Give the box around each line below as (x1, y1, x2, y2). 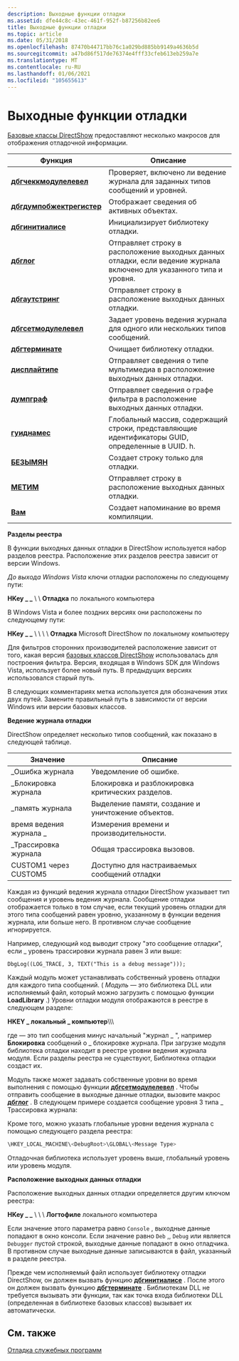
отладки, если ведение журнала (108, 256, 221, 266)
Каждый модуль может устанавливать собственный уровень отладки (7, 973, 221, 982)
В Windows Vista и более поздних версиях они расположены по (7, 608, 203, 617)
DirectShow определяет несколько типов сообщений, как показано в (7, 730, 218, 739)
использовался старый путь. (7, 673, 95, 682)
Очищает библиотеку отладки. (108, 344, 215, 354)
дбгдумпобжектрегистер (11, 201, 102, 211)
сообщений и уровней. (108, 185, 188, 195)
